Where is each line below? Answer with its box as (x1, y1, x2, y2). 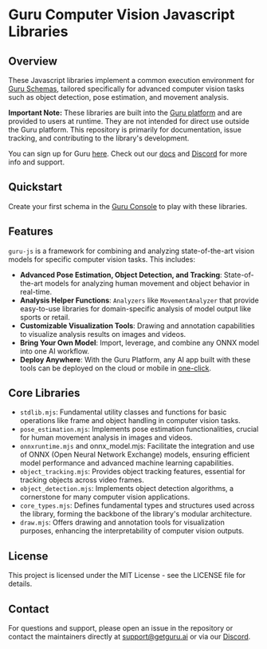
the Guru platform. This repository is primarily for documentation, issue (8, 125, 241, 134)
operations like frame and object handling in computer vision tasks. (19, 416, 241, 425)
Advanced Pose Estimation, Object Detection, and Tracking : (19, 270, 222, 279)
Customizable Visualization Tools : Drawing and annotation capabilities (19, 321, 255, 330)
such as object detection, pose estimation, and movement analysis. (8, 93, 230, 101)
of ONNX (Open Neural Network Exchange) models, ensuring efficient (19, 449, 250, 460)
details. (8, 579, 33, 588)
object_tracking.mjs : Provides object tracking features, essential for (19, 467, 245, 477)
